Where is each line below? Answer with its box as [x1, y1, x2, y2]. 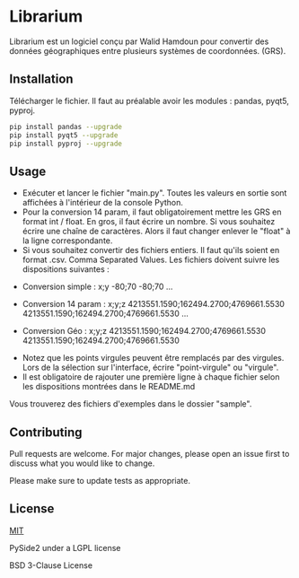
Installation [9, 72, 74, 87]
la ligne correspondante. [22, 235, 113, 246]
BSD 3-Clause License [9, 559, 92, 571]
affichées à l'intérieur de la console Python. [22, 197, 184, 208]
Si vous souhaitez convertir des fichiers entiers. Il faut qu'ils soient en [22, 245, 280, 256]
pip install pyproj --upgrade [9, 139, 123, 148]
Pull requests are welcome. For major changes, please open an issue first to [9, 449, 290, 459]
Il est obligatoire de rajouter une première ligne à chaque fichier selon [22, 372, 280, 382]
